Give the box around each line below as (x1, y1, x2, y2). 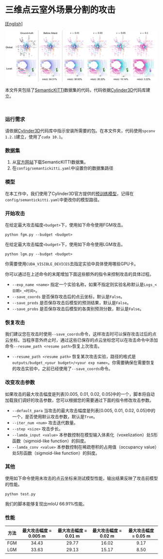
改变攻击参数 (5, 379, 35, 386)
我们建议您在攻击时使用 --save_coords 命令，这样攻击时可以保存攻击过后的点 (5, 331, 157, 337)
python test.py (5, 491, 36, 496)
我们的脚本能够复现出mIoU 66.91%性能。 (5, 501, 87, 507)
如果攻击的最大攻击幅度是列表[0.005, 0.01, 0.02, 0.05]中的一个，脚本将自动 (5, 391, 155, 397)
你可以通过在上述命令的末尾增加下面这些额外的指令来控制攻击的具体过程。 (5, 271, 154, 277)
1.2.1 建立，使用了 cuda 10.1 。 (5, 134, 65, 140)
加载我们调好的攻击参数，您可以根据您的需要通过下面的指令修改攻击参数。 (5, 397, 154, 403)
